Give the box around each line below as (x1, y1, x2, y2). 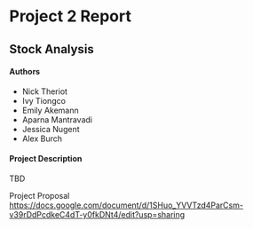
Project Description (9, 154, 83, 164)
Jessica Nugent (21, 123, 80, 134)
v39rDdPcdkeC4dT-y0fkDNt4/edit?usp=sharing (9, 209, 186, 219)
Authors (9, 67, 41, 77)
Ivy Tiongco (21, 95, 67, 106)
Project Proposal (9, 190, 70, 201)
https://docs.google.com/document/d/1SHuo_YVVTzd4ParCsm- (9, 200, 244, 210)
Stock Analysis (9, 42, 95, 57)
